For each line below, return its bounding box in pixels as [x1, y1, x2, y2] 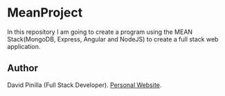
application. [7, 42, 41, 50]
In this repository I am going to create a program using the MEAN [7, 28, 192, 36]
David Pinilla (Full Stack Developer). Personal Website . [7, 81, 162, 89]
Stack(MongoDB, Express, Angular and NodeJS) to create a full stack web [7, 35, 219, 43]
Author [7, 62, 38, 74]
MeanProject [7, 5, 83, 21]
